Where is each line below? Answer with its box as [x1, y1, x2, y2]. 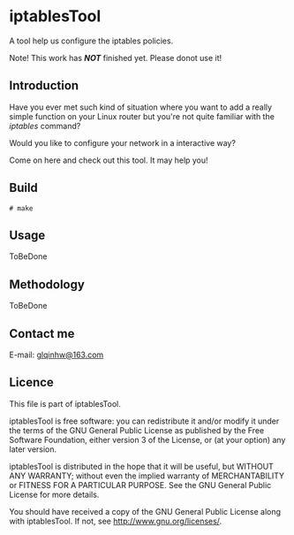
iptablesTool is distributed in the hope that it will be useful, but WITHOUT [9, 461, 274, 471]
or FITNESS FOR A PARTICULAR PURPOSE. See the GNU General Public [9, 479, 272, 490]
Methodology [9, 277, 86, 292]
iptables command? [9, 120, 81, 131]
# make [9, 203, 34, 213]
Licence [9, 375, 55, 390]
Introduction [9, 78, 79, 94]
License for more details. [9, 489, 100, 500]
